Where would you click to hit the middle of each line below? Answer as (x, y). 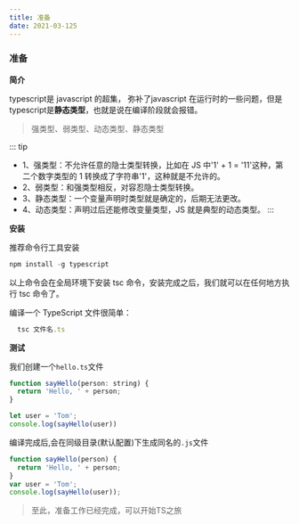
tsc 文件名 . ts (41, 329)
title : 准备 (30, 17)
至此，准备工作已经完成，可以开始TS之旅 (106, 511)
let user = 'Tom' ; (43, 416)
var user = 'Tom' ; (43, 484)
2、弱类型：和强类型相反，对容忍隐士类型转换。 (110, 187)
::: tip (19, 146)
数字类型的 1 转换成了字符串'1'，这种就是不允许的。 (131, 176)
